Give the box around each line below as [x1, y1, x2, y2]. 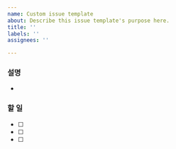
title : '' [7, 23, 37, 31]
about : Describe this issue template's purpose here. [7, 17, 170, 24]
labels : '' [7, 30, 40, 38]
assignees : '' [7, 37, 50, 44]
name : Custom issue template [7, 10, 94, 18]
